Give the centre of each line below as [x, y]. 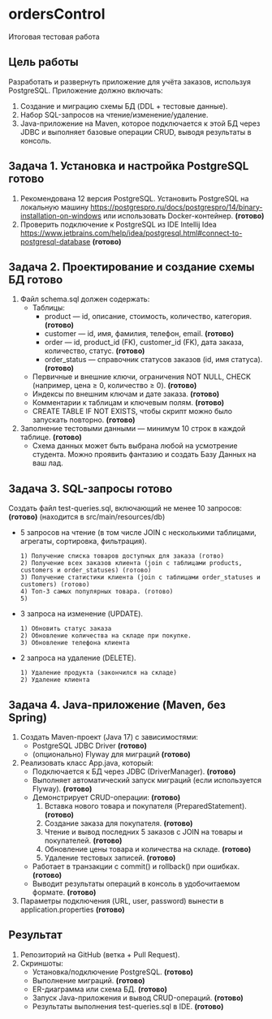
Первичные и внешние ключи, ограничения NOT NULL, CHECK [142, 377]
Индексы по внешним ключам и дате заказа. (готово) [126, 394]
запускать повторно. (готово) [84, 420]
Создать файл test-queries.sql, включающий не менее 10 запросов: [125, 508]
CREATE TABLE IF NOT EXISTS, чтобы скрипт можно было [132, 412]
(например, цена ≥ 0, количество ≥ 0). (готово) [114, 386]
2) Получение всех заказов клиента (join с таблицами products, [131, 563]
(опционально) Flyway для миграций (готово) [111, 754]
